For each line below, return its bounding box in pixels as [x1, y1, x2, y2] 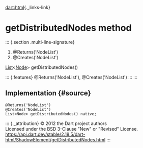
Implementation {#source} [5, 89, 92, 97]
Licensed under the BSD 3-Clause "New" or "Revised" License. [5, 126, 138, 132]
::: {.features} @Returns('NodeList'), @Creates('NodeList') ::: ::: [5, 74, 137, 80]
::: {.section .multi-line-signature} [5, 39, 75, 45]
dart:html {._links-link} [5, 5, 51, 10]
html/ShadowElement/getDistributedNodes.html [5, 136, 106, 142]
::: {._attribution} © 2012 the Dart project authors [5, 120, 107, 127]
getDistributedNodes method [5, 22, 132, 34]
